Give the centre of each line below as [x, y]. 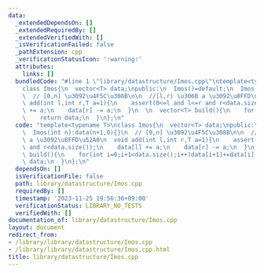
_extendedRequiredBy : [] [56, 30]
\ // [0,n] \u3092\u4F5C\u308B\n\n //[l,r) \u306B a [114, 96]
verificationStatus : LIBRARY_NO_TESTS [79, 205]
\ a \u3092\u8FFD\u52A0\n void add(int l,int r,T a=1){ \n [121, 140]
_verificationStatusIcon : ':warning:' [79, 60]
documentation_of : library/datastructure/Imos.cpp [93, 220]
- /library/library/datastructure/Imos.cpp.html [89, 249]
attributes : [35, 67]
